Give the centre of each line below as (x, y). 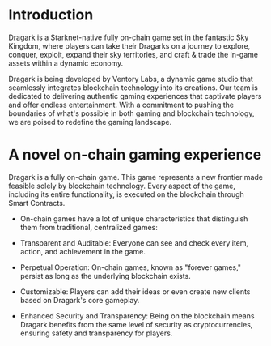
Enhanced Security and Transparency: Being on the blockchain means (137, 316)
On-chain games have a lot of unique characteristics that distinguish (134, 218)
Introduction (51, 15)
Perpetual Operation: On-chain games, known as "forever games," (130, 267)
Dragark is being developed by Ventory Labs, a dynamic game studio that (131, 79)
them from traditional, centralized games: (89, 227)
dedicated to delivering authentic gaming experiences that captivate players (135, 96)
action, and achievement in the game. (83, 251)
